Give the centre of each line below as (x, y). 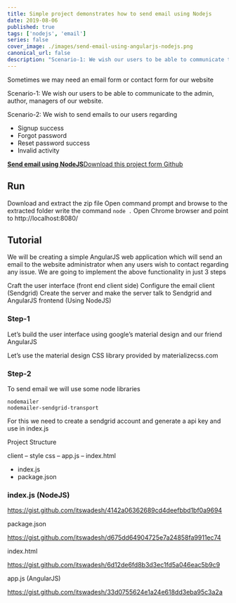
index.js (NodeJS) (39, 495)
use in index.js (28, 428)
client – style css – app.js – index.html (61, 455)
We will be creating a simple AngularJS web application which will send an (115, 257)
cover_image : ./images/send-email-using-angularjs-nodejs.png (100, 46)
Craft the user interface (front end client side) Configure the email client (111, 286)
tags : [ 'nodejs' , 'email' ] (47, 33)
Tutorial (25, 240)
